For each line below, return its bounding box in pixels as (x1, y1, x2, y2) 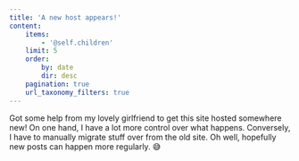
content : (9, 21, 42, 30)
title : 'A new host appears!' (9, 13, 122, 22)
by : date (41, 64, 74, 72)
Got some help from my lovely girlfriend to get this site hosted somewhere (9, 113, 283, 123)
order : (25, 55, 50, 64)
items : (25, 30, 50, 38)
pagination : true (25, 80, 90, 89)
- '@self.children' (41, 38, 114, 47)
